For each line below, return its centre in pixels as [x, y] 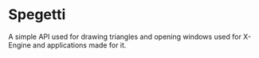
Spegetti [37, 15]
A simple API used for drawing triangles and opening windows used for [125, 37]
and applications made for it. [80, 44]
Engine [20, 44]
